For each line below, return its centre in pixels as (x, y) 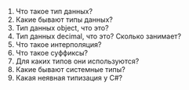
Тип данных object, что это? (62, 28)
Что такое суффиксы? (52, 53)
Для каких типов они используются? (77, 61)
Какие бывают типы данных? (64, 20)
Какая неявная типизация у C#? (69, 78)
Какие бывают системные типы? (70, 69)
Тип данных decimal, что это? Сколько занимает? (98, 36)
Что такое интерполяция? (58, 45)
